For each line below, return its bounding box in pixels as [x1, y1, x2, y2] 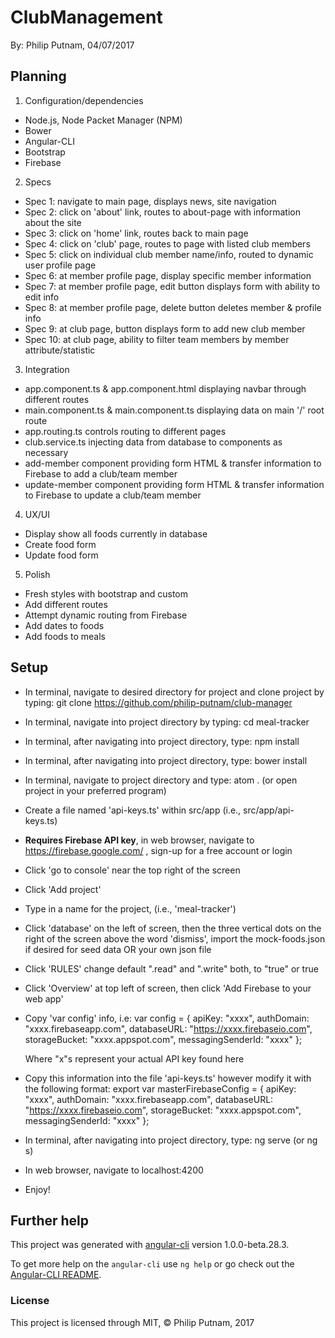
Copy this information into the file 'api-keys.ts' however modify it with [24, 1072, 312, 1084]
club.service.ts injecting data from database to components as [24, 436, 283, 448]
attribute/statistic [24, 344, 96, 356]
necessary [24, 446, 69, 458]
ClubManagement [10, 6, 163, 29]
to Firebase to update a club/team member [24, 489, 202, 501]
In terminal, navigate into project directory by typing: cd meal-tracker [24, 716, 310, 728]
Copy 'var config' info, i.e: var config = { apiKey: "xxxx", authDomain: [24, 1012, 310, 1024]
